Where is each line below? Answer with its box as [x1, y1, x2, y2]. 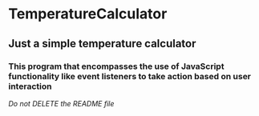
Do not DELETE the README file [8, 98, 115, 108]
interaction [8, 81, 52, 92]
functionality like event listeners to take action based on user [8, 70, 251, 82]
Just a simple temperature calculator [8, 37, 196, 50]
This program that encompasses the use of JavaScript [8, 61, 225, 72]
